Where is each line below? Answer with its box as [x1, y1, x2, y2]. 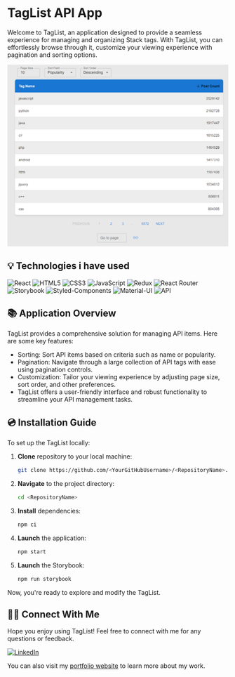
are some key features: [7, 337, 74, 346]
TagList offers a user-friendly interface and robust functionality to [17, 388, 208, 396]
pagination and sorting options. [7, 51, 98, 59]
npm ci [17, 521, 37, 528]
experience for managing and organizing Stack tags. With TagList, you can [7, 35, 223, 44]
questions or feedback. [7, 634, 74, 643]
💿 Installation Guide [7, 416, 97, 428]
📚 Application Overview [7, 308, 116, 320]
